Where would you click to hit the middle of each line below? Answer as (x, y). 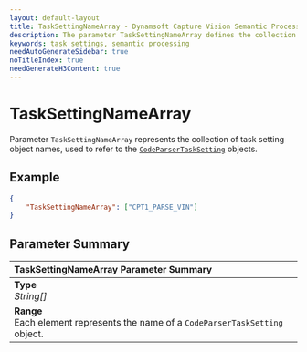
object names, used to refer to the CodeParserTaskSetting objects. (133, 149)
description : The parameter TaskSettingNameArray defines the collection (153, 35)
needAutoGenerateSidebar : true (69, 52)
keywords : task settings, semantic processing (100, 43)
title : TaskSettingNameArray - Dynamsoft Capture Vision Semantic (138, 26)
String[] (31, 296)
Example (35, 177)
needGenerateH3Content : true (65, 69)
